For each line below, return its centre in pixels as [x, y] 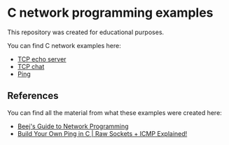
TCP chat [31, 66]
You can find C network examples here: [64, 45]
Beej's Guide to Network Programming [73, 126]
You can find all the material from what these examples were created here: [114, 112]
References [33, 96]
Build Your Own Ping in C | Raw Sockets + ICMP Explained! [102, 133]
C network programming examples [110, 13]
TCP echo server [42, 59]
